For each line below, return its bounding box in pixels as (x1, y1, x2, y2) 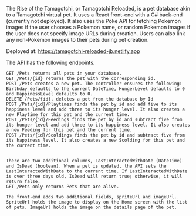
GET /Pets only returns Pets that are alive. (6, 184, 119, 190)
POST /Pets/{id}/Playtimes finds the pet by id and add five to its (6, 101, 177, 107)
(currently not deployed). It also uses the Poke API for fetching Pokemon (6, 18, 181, 24)
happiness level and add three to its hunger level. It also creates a (6, 107, 185, 112)
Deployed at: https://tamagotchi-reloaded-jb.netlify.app (6, 48, 140, 55)
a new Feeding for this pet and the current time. (6, 127, 133, 133)
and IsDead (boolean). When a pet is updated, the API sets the (6, 163, 167, 169)
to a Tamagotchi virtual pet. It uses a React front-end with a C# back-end (6, 11, 183, 18)
